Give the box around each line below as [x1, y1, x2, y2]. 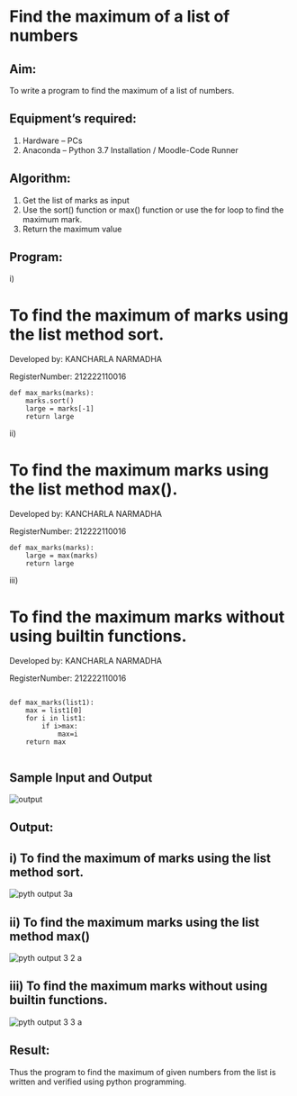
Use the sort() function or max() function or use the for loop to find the [22, 204, 284, 215]
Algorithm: [9, 171, 71, 186]
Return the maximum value [22, 223, 122, 234]
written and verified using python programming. [9, 1076, 187, 1087]
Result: [9, 1043, 50, 1058]
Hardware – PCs [22, 135, 83, 146]
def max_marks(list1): [9, 698, 94, 708]
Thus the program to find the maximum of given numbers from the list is [9, 1066, 276, 1077]
